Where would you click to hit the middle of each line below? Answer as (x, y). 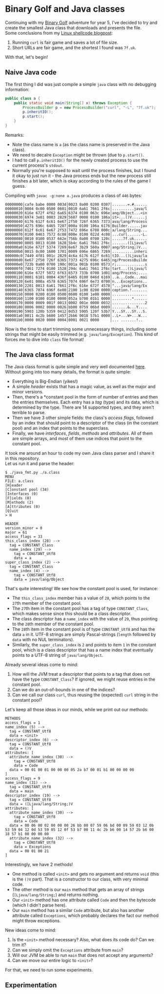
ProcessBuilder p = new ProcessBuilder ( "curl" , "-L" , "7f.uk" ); (89, 108)
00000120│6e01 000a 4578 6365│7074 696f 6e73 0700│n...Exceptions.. (76, 281)
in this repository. (22, 458)
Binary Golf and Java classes (65, 9)
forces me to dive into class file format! (45, 339)
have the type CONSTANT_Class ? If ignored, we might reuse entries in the (83, 679)
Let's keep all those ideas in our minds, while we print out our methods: (77, 709)
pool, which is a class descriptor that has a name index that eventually (83, 650)
